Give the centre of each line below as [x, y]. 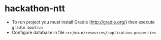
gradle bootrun [27, 27]
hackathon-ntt [35, 9]
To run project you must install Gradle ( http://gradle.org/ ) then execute [83, 22]
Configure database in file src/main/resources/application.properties [84, 32]
